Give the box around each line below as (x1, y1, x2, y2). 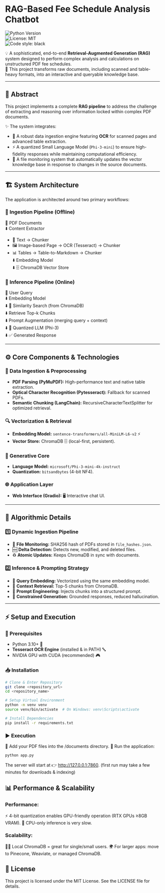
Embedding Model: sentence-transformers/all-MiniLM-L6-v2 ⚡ (12, 431, 141, 437)
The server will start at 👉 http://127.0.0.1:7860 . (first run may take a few (5, 762, 150, 768)
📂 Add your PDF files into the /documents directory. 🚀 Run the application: (5, 743, 155, 749)
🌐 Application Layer (5, 481, 54, 488)
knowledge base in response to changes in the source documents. (12, 161, 147, 167)
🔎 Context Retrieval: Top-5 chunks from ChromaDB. (12, 583, 119, 589)
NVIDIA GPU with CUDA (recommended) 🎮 (12, 652, 101, 658)
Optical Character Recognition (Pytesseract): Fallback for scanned (12, 389, 150, 395)
